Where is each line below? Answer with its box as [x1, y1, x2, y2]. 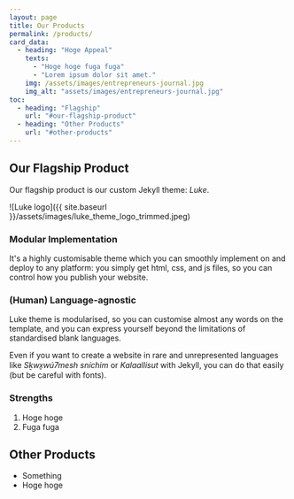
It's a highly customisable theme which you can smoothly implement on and [9, 253, 286, 264]
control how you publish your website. [9, 272, 149, 282]
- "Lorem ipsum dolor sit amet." [32, 71, 157, 80]
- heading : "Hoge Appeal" [17, 46, 113, 55]
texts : [25, 54, 50, 63]
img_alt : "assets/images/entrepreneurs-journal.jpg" [25, 87, 224, 96]
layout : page [9, 12, 58, 22]
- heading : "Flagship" [17, 104, 101, 112]
